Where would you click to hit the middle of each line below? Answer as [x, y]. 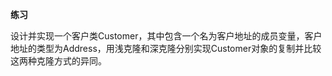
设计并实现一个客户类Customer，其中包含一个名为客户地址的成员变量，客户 [166, 36]
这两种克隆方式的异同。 [58, 61]
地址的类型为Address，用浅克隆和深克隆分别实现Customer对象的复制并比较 [166, 48]
